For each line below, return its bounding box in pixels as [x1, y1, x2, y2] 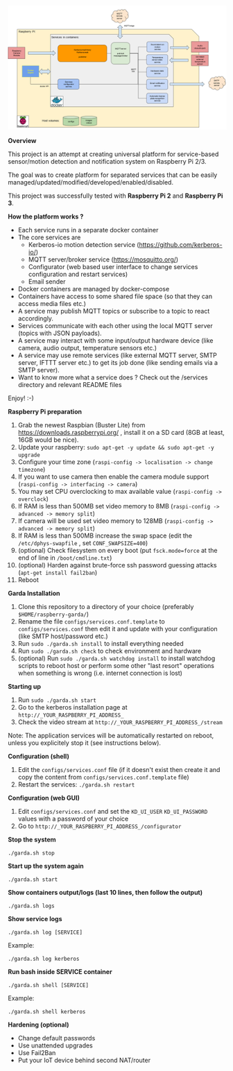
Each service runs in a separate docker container [17, 226, 159, 234]
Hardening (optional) [8, 1020, 69, 1029]
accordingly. [17, 314, 54, 323]
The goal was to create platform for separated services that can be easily [8, 171, 218, 179]
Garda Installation [8, 589, 61, 598]
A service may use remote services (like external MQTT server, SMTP [17, 351, 217, 359]
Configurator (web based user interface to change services [28, 263, 198, 271]
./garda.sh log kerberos [8, 956, 80, 963]
